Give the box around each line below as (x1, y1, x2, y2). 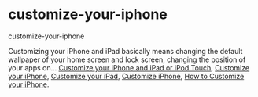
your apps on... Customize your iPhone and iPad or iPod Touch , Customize (8, 63, 250, 72)
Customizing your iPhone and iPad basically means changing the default (8, 46, 243, 56)
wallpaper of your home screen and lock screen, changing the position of (8, 55, 246, 64)
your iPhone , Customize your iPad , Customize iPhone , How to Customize (8, 71, 245, 81)
